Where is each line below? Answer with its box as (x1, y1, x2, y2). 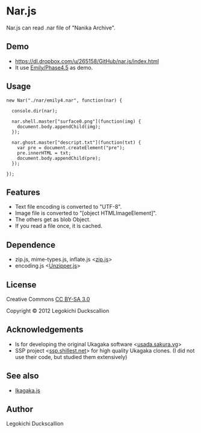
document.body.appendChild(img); (17, 123, 101, 130)
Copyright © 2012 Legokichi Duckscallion (6, 307, 110, 314)
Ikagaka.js (14, 387, 40, 394)
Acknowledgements (6, 325, 84, 335)
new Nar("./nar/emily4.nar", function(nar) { (6, 97, 122, 103)
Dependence (6, 239, 56, 250)
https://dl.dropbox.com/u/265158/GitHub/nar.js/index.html (14, 57, 159, 64)
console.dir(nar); (11, 108, 58, 114)
